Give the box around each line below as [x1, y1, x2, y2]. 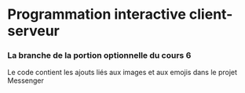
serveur [7, 22, 60, 40]
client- [188, 5, 233, 23]
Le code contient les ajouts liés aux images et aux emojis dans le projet [7, 68, 237, 77]
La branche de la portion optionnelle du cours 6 [7, 50, 192, 61]
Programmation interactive [7, 5, 186, 23]
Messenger [7, 76, 45, 85]
